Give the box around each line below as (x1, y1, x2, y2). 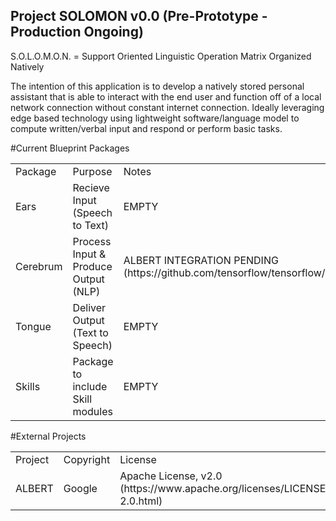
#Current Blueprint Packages (10, 142, 130, 154)
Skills (15, 379, 41, 393)
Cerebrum (15, 259, 63, 273)
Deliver (72, 300, 107, 314)
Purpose (72, 164, 113, 178)
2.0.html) (119, 494, 163, 508)
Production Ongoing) (10, 24, 144, 41)
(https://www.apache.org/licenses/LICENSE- (119, 481, 333, 495)
